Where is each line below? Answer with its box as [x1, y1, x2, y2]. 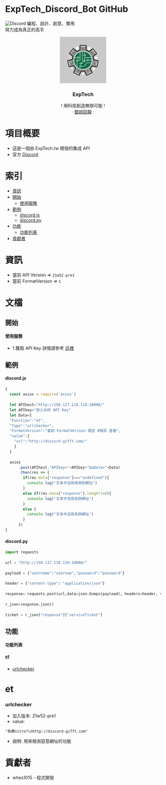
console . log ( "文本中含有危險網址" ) [27, 496, 94, 501]
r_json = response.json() [5, 602, 54, 607]
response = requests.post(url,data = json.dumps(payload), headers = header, [5, 592, 158, 597]
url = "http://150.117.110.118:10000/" [5, 560, 87, 565]
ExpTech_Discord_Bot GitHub [5, 3, 128, 15]
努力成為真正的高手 [5, 26, 44, 33]
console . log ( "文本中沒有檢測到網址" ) [27, 480, 97, 485]
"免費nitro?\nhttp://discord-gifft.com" [5, 729, 88, 734]
